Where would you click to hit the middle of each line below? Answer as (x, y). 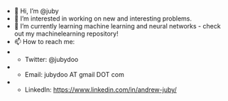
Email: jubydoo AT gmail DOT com (74, 74)
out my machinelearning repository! (66, 33)
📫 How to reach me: (44, 42)
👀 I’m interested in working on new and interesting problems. (103, 18)
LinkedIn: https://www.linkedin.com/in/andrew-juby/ (101, 90)
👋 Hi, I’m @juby (36, 11)
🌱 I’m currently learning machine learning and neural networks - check (118, 26)
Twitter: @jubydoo (51, 59)
